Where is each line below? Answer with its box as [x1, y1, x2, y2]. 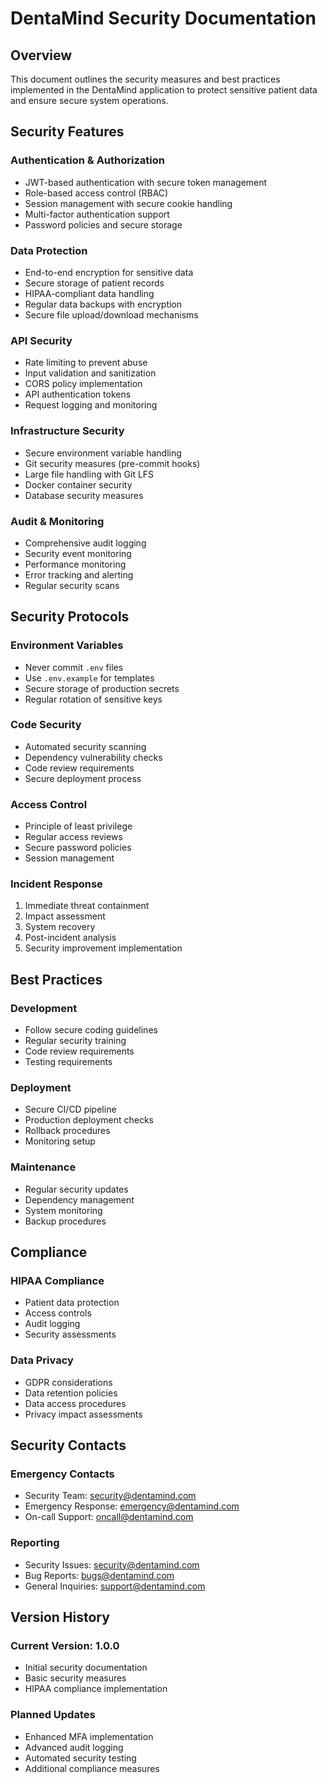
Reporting [10, 1536, 60, 1550]
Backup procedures [24, 1215, 107, 1227]
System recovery [24, 921, 96, 933]
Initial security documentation [24, 1662, 148, 1674]
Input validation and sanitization [24, 367, 157, 379]
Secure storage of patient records [24, 277, 165, 289]
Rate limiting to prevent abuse [24, 357, 148, 369]
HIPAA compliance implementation [24, 1683, 168, 1695]
